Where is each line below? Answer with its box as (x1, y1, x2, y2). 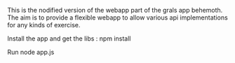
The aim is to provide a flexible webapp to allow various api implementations (7, 13, 228, 22)
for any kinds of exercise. (7, 21, 81, 29)
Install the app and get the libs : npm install (7, 34, 131, 43)
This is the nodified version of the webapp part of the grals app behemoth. (7, 6, 223, 14)
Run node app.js (7, 48, 55, 56)
